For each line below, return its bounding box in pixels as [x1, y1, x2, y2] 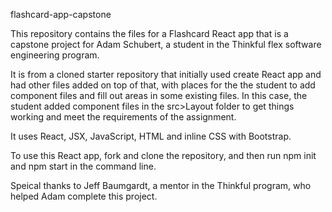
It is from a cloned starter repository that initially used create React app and [10, 69, 322, 80]
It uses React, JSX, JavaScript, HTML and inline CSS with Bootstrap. [10, 130, 292, 142]
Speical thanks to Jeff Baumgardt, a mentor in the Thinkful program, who [10, 180, 312, 191]
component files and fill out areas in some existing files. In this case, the [10, 90, 308, 101]
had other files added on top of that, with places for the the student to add [10, 79, 316, 91]
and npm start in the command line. [10, 160, 157, 172]
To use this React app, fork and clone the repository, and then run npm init [10, 150, 317, 161]
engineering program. [10, 49, 100, 61]
